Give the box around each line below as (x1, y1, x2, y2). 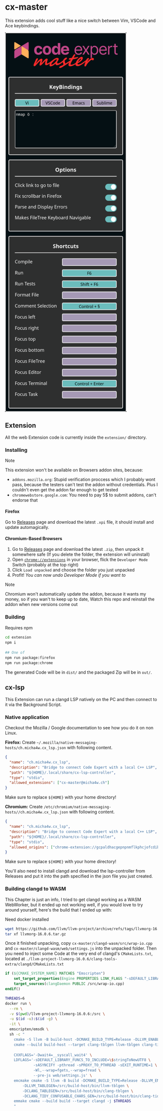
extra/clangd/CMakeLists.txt (5, 962, 64, 967)
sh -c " (9, 1032, 25, 1037)
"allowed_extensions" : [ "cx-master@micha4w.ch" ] (9, 780, 110, 785)
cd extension (5, 635, 32, 640)
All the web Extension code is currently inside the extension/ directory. (5, 434, 147, 440)
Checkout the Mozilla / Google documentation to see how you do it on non (5, 725, 154, 731)
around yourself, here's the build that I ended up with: (5, 907, 113, 913)
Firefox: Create (5, 740, 36, 745)
